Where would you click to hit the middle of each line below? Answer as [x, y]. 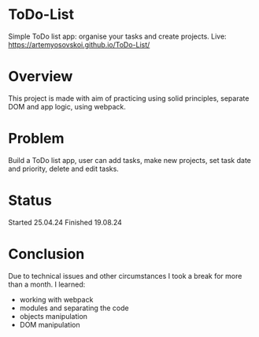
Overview [41, 77]
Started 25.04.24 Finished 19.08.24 [65, 222]
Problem [36, 139]
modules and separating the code [74, 308]
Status [30, 200]
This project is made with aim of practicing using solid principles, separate [129, 98]
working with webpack [56, 299]
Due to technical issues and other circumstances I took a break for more [125, 276]
